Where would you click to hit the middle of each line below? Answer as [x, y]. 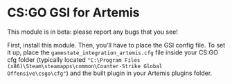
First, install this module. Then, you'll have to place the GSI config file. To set [116, 45]
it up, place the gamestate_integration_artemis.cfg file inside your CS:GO [113, 52]
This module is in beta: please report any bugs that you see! [93, 32]
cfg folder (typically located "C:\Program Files [74, 59]
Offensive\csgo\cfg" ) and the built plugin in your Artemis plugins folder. [110, 73]
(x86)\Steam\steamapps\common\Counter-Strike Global [85, 66]
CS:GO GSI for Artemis [73, 13]
